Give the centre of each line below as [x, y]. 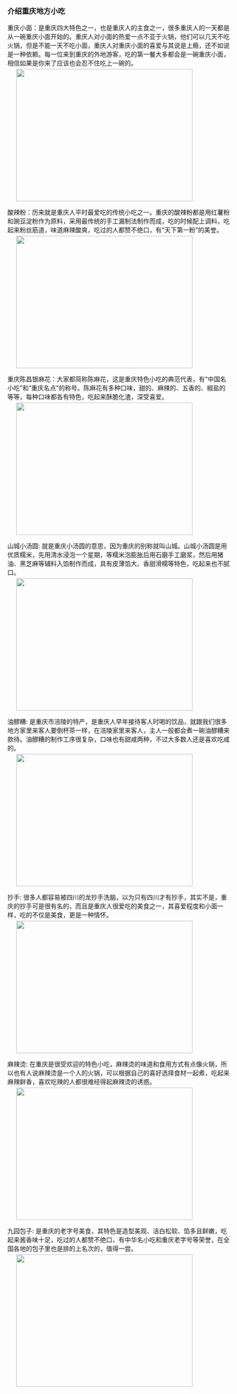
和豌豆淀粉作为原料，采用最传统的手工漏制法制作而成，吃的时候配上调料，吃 [119, 221]
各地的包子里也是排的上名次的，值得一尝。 [75, 1249]
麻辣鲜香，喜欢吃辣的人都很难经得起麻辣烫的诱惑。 [81, 1082]
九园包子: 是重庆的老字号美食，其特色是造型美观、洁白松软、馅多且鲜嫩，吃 [117, 1231]
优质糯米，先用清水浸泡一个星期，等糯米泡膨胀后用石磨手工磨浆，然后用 [112, 555]
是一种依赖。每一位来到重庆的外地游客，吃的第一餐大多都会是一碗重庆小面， [119, 54]
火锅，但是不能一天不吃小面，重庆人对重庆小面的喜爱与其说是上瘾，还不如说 [119, 46]
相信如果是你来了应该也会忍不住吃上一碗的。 [72, 63]
